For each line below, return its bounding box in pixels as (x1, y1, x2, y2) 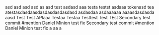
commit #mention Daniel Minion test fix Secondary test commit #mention (5, 20, 155, 26)
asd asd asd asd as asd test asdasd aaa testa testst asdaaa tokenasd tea (5, 4, 154, 10)
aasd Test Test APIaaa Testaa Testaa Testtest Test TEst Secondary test (5, 15, 151, 20)
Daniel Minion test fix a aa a (5, 25, 62, 31)
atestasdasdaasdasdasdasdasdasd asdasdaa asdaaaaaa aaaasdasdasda (5, 9, 155, 15)
